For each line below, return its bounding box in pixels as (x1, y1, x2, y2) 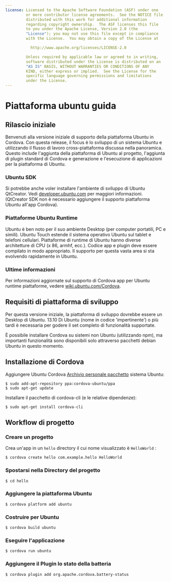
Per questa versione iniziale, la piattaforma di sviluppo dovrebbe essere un (5, 311, 162, 317)
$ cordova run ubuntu (5, 548, 52, 554)
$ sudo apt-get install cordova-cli (5, 404, 83, 409)
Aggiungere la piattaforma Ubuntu (5, 490, 92, 497)
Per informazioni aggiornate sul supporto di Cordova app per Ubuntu (5, 277, 150, 283)
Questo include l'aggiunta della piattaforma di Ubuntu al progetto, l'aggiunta (5, 150, 165, 156)
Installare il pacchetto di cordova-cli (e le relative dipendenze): (5, 394, 137, 401)
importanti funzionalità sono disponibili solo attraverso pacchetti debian (5, 337, 156, 344)
